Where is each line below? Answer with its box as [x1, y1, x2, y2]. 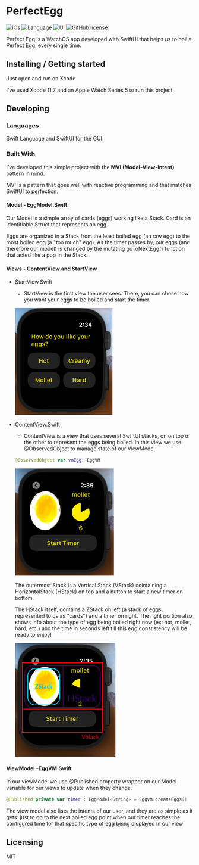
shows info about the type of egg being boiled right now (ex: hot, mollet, [14, 618, 192, 626]
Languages [6, 122, 40, 130]
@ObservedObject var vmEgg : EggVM [14, 458, 100, 463]
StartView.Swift [14, 278, 52, 285]
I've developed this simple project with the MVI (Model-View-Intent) [6, 163, 175, 170]
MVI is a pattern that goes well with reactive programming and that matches [6, 181, 192, 188]
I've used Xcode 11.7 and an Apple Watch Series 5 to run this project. [6, 86, 174, 94]
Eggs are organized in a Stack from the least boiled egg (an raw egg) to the [6, 232, 190, 239]
